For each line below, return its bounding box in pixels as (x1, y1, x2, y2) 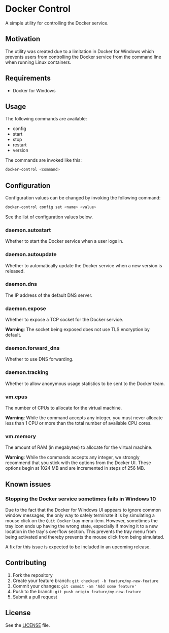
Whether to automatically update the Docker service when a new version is (5, 262, 162, 268)
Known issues (5, 480, 51, 489)
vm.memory (5, 433, 37, 440)
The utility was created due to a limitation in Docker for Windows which (5, 48, 154, 54)
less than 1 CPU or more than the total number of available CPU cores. (5, 420, 152, 426)
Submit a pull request (12, 594, 57, 600)
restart (12, 142, 27, 148)
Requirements (5, 74, 51, 83)
